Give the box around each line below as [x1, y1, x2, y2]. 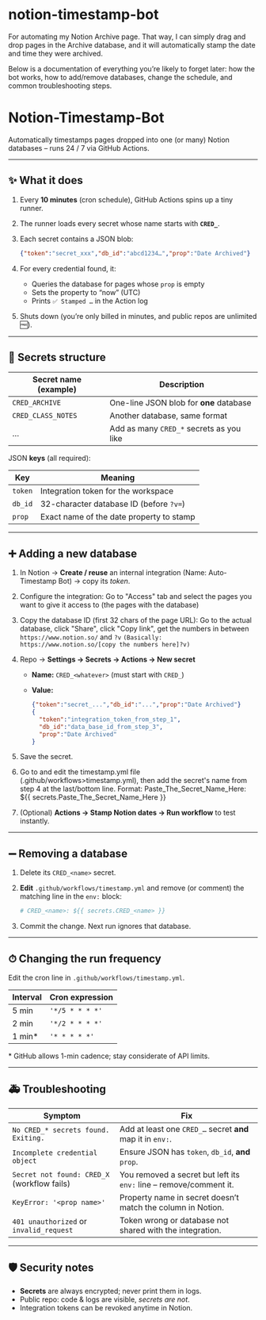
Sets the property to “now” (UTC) [31, 287, 141, 297]
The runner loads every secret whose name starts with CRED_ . [19, 218, 220, 228]
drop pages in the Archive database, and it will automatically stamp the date [8, 40, 256, 49]
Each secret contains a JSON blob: [19, 234, 134, 244]
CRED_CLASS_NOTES [12, 411, 78, 420]
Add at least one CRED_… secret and [119, 1123, 249, 1134]
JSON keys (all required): [8, 454, 91, 463]
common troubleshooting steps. [8, 81, 112, 90]
